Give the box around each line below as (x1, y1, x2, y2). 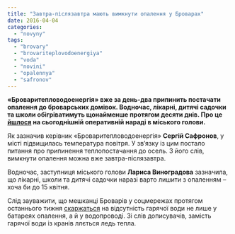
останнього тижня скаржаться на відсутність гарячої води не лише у (7, 204, 217, 213)
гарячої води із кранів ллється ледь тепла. (7, 219, 137, 228)
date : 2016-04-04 (7, 17, 59, 24)
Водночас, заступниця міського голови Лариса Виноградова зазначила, (7, 168, 229, 177)
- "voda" (13, 57, 40, 64)
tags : (7, 37, 23, 44)
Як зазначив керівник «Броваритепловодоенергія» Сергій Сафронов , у (7, 131, 224, 140)
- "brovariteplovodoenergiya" (13, 50, 103, 57)
